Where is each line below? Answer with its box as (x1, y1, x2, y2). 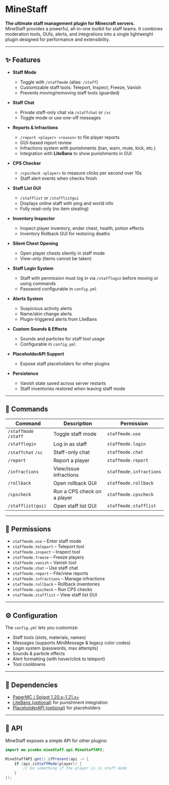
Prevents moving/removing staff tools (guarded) (20, 89, 120, 95)
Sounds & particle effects (12, 651, 65, 657)
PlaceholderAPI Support (12, 351, 64, 357)
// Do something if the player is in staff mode (23, 766, 127, 771)
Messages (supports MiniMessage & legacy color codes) (12, 640, 131, 646)
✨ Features (5, 56, 41, 64)
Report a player (53, 457, 90, 464)
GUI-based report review (20, 139, 72, 145)
